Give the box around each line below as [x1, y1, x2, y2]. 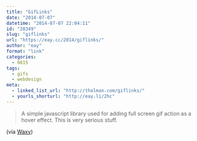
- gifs [12, 71, 28, 77]
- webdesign [12, 76, 42, 82]
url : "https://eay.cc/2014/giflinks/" [6, 37, 104, 43]
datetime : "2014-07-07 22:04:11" [6, 20, 91, 26]
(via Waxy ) [6, 128, 33, 135]
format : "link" [6, 48, 45, 54]
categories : [6, 54, 36, 60]
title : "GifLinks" [6, 8, 53, 15]
